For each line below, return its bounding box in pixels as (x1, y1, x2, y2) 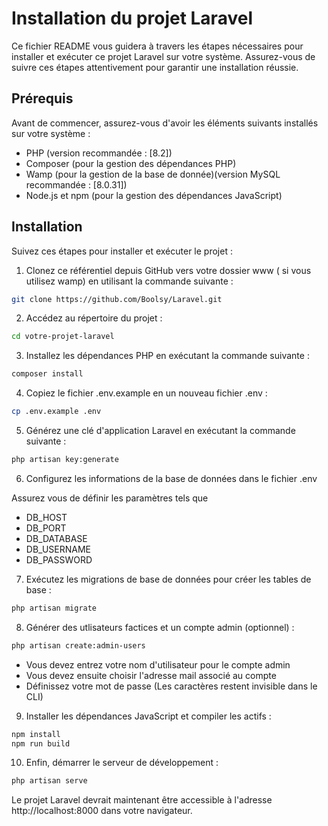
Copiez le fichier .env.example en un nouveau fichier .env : (25, 387, 268, 399)
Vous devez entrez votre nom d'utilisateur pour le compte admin (25, 658, 291, 671)
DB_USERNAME (25, 543, 91, 555)
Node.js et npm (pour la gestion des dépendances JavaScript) (25, 189, 283, 201)
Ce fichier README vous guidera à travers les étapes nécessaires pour (11, 40, 304, 52)
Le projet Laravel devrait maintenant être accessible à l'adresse (11, 794, 273, 806)
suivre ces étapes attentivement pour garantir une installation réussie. (11, 61, 299, 73)
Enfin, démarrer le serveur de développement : (25, 757, 219, 769)
